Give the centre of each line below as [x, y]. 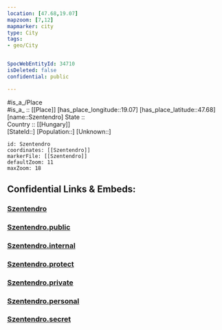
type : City [23, 33]
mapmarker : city [30, 26]
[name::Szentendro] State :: [46, 117]
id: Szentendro [29, 144]
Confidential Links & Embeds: [71, 189]
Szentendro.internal [41, 245]
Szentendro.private [40, 283]
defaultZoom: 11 [30, 162]
